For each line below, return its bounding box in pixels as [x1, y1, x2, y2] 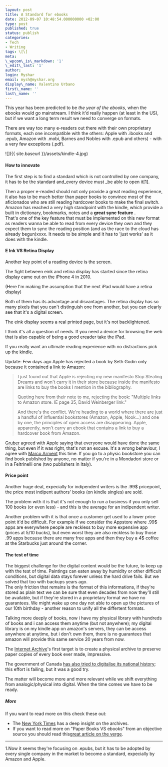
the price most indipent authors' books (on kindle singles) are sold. [5, 489, 143, 495]
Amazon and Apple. [5, 756, 46, 762]
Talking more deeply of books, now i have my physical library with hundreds [5, 615, 162, 621]
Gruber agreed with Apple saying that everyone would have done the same [5, 440, 160, 446]
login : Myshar [5, 73, 35, 78]
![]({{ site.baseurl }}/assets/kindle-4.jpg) [5, 151, 88, 157]
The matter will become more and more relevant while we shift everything [5, 676, 157, 682]
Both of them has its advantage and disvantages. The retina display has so [5, 298, 159, 304]
